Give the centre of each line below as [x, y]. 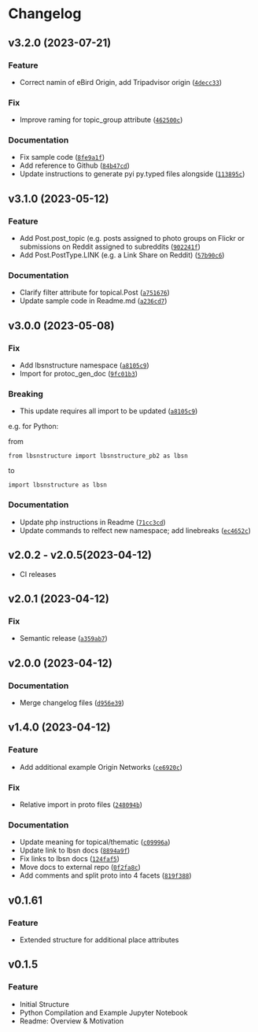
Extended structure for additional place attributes [99, 940]
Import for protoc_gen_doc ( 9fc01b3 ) [79, 374]
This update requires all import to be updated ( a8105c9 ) [109, 411]
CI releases [38, 574]
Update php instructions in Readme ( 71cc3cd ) [93, 522]
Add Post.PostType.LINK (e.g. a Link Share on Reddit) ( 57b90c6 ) [122, 255]
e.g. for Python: [33, 427]
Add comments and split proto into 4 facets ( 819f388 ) [105, 875]
